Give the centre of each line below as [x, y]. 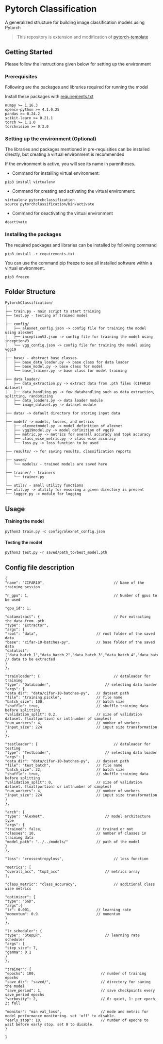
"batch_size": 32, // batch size [65, 770]
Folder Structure [30, 292]
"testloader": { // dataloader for [78, 744]
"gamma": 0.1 [18, 952]
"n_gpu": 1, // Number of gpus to [81, 596]
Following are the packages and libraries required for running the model [77, 87]
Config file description [40, 567]
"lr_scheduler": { [24, 931]
